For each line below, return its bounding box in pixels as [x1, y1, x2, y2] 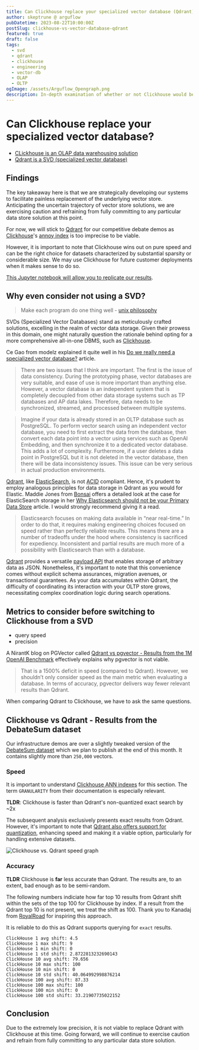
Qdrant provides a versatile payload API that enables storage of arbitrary [6, 558, 184, 565]
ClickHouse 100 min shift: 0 [6, 987, 78, 993]
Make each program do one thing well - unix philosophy [20, 307, 158, 314]
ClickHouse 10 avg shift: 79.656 [6, 956, 89, 962]
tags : [6, 42, 20, 48]
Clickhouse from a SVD [6, 616, 94, 626]
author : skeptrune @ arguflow [6, 14, 81, 20]
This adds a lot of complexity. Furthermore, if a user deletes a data [20, 447, 184, 455]
